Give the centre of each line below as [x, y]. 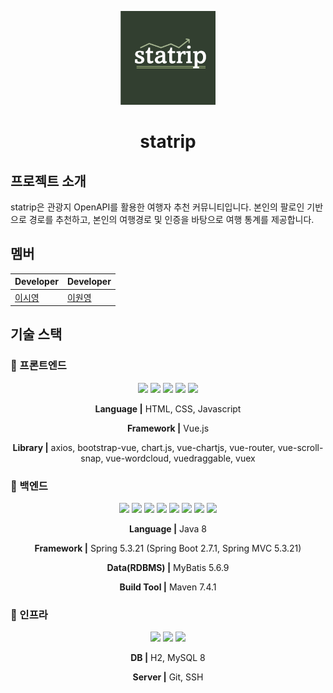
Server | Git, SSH [168, 677]
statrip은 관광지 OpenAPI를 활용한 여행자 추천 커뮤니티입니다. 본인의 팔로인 [157, 207]
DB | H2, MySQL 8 [168, 658]
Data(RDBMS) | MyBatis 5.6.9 [168, 568]
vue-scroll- [300, 447]
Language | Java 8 [167, 529]
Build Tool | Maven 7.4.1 [168, 587]
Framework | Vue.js [168, 428]
